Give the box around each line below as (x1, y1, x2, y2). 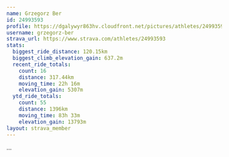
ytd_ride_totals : (12, 93, 62, 100)
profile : (6, 23, 31, 29)
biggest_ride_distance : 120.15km (12, 49, 108, 56)
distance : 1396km (18, 106, 68, 112)
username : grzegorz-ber (6, 29, 75, 36)
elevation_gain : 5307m (18, 86, 83, 93)
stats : (6, 42, 25, 49)
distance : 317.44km (18, 73, 75, 81)
